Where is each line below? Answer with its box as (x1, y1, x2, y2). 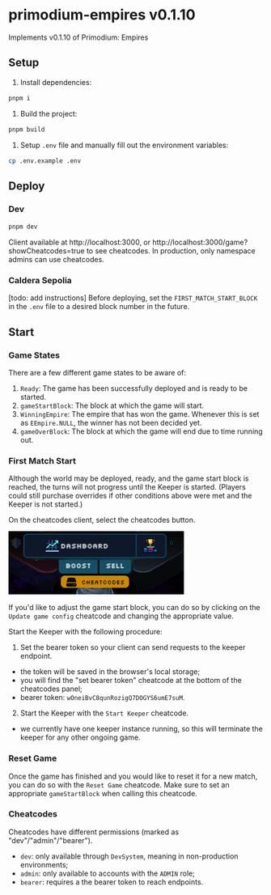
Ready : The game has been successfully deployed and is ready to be (19, 383, 248, 393)
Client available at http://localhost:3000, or (8, 237, 151, 247)
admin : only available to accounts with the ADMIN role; (19, 868, 196, 878)
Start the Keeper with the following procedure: (8, 627, 163, 637)
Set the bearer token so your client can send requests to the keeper (19, 643, 246, 652)
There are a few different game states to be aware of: (8, 367, 187, 377)
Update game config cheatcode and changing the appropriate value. (8, 611, 235, 621)
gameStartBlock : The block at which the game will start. (19, 401, 205, 410)
